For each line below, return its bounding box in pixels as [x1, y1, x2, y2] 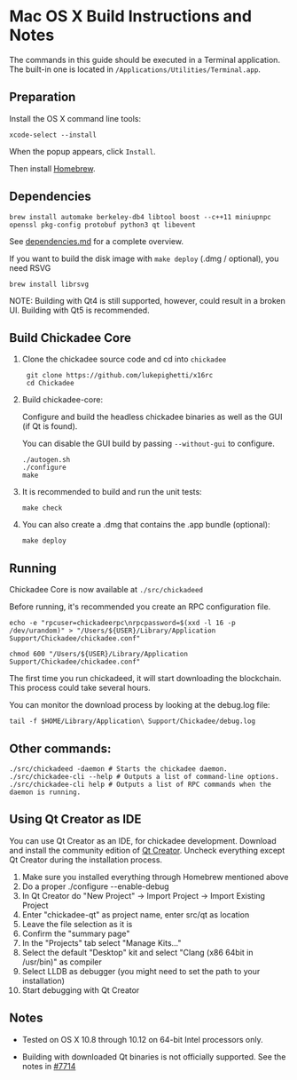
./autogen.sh [21, 456, 71, 465]
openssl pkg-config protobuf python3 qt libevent [9, 220, 197, 229]
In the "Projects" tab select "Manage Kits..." [21, 937, 182, 948]
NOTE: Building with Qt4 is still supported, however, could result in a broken [9, 295, 285, 306]
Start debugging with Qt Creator [21, 984, 140, 996]
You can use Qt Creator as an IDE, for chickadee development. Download [9, 835, 277, 846]
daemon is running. [9, 788, 82, 797]
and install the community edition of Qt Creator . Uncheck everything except [9, 845, 285, 855]
